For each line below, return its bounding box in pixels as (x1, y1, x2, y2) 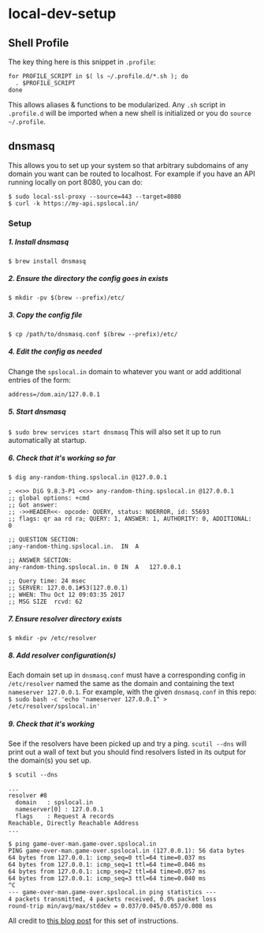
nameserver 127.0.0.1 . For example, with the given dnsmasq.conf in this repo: (8, 688, 257, 697)
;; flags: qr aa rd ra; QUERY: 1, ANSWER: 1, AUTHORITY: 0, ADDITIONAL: (8, 515, 252, 523)
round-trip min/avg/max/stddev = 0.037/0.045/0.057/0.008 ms (8, 902, 214, 910)
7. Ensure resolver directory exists (8, 614, 122, 624)
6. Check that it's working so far (8, 453, 116, 463)
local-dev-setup (8, 5, 117, 23)
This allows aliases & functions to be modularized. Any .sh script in (8, 100, 226, 109)
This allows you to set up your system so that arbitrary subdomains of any (8, 160, 249, 170)
